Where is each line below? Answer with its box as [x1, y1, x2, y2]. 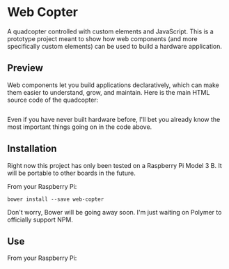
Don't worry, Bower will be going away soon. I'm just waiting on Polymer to [7, 208, 222, 216]
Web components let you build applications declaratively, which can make [7, 81, 219, 89]
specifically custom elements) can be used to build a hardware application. [7, 42, 223, 50]
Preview [7, 62, 44, 74]
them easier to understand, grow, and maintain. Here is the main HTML [7, 88, 210, 96]
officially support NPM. [7, 215, 73, 224]
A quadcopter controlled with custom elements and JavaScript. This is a [7, 27, 214, 36]
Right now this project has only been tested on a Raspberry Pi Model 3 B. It [7, 161, 223, 169]
